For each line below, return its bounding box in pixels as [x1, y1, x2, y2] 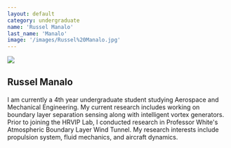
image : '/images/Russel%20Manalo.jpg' [7, 37, 121, 44]
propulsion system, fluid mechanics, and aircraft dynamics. [7, 133, 178, 142]
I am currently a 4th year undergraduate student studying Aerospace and [7, 96, 219, 104]
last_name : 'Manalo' [7, 30, 68, 37]
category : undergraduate [7, 17, 80, 24]
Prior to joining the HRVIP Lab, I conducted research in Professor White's [7, 118, 218, 127]
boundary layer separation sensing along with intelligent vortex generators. [7, 111, 225, 119]
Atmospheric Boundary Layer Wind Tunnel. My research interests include [7, 125, 219, 134]
